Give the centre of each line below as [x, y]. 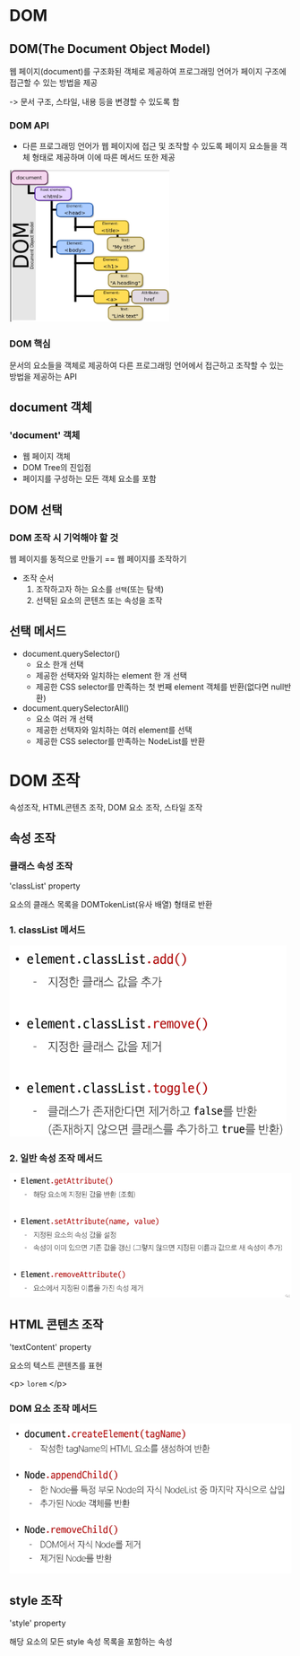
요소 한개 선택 [60, 664]
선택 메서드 [38, 631]
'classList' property [45, 886]
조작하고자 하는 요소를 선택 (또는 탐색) [99, 589]
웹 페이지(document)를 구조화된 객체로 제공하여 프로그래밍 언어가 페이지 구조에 [148, 71]
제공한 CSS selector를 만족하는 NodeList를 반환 [120, 740]
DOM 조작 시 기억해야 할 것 [64, 538]
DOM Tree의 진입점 [57, 468]
